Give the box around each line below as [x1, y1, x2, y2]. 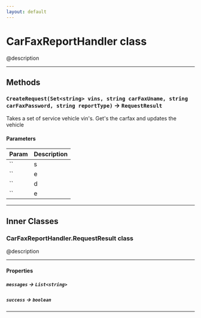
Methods [6, 77, 41, 87]
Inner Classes [6, 216, 59, 226]
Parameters [6, 135, 36, 142]
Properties [6, 267, 33, 274]
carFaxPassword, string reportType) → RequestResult [6, 101, 163, 110]
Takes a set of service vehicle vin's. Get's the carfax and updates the [6, 115, 176, 122]
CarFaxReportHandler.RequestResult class [6, 234, 133, 243]
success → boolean [6, 296, 52, 303]
